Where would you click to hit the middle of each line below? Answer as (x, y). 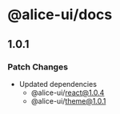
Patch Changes (38, 67)
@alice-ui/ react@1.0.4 (68, 92)
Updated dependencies (58, 84)
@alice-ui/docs (60, 15)
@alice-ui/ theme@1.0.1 (68, 100)
